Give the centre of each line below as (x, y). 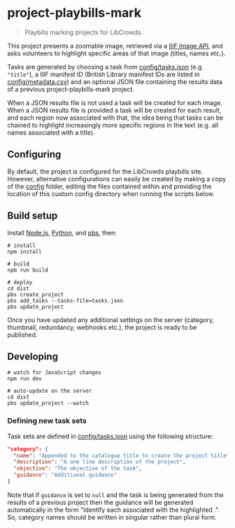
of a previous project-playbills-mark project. (71, 89)
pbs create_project (36, 294)
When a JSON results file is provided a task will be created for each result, (114, 110)
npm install (24, 251)
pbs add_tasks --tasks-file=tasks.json (65, 300)
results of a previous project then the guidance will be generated (100, 502)
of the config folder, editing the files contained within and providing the (109, 186)
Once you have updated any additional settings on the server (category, (111, 319)
